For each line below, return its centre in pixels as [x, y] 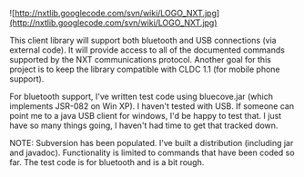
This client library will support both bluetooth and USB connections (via [143, 40]
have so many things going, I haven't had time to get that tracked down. [144, 125]
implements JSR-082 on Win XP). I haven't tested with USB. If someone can [152, 106]
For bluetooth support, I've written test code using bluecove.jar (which [142, 96]
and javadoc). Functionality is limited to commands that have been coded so [152, 152]
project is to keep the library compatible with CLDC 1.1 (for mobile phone [145, 69]
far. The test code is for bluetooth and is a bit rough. [107, 162]
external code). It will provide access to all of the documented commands [147, 50]
